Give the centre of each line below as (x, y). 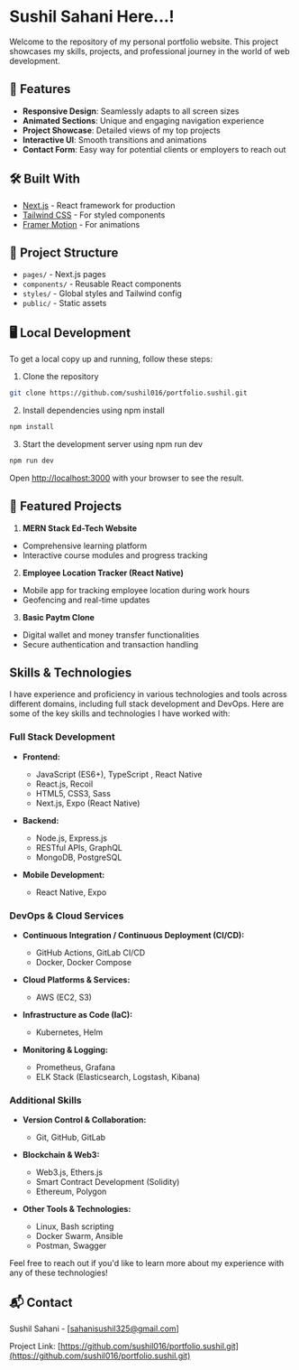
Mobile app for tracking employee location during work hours (136, 590)
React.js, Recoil (64, 784)
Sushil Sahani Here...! (92, 17)
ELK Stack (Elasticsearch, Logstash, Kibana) (118, 1077)
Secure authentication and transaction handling (110, 644)
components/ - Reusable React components (102, 284)
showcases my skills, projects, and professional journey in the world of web (149, 51)
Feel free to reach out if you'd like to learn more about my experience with (147, 1263)
